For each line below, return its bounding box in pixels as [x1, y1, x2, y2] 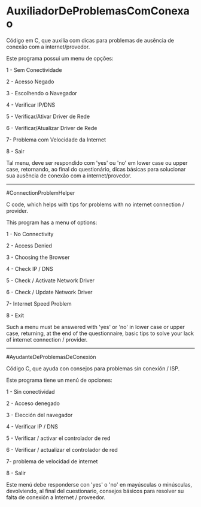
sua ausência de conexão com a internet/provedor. [6, 172, 132, 179]
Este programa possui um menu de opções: [6, 55, 114, 62]
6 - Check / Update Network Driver [6, 288, 93, 295]
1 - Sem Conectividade [6, 66, 62, 73]
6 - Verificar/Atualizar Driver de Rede [6, 124, 98, 131]
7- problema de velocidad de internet [6, 457, 98, 465]
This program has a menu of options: [6, 219, 98, 226]
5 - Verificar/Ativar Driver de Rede [6, 113, 90, 120]
